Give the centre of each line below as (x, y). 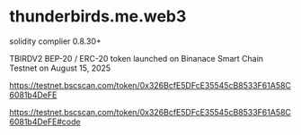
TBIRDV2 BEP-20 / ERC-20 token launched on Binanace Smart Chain (136, 58)
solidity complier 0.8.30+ (55, 41)
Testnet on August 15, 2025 (60, 68)
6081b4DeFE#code (45, 122)
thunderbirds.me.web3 (98, 17)
